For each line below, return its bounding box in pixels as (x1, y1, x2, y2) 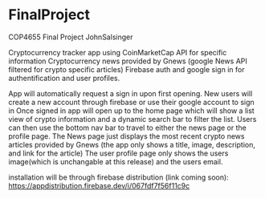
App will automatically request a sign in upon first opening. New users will (8, 88, 253, 98)
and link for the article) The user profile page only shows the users (8, 148, 229, 158)
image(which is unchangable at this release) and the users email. (8, 156, 223, 166)
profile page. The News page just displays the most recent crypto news (8, 131, 245, 141)
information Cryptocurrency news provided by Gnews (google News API (8, 56, 247, 66)
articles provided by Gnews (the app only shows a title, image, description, (8, 139, 255, 149)
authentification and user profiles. (8, 73, 120, 83)
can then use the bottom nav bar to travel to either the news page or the (8, 123, 247, 132)
